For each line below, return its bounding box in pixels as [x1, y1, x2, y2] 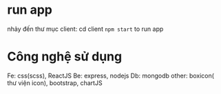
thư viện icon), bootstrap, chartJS [7, 78, 103, 87]
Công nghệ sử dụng [7, 49, 123, 64]
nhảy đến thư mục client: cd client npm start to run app [7, 25, 164, 33]
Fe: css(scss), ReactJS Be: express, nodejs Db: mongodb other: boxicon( [7, 71, 215, 80]
